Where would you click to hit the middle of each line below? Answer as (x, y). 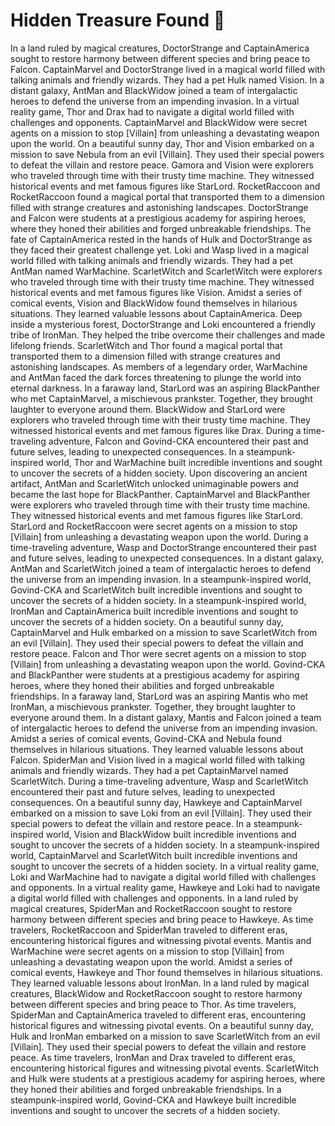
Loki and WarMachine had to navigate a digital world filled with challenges (163, 876)
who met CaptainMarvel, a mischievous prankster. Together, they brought (161, 398)
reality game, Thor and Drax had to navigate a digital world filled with (152, 111)
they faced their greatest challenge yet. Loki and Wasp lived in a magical (160, 250)
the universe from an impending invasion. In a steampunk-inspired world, (161, 579)
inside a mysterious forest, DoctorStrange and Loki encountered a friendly (163, 324)
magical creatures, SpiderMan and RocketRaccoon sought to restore (151, 908)
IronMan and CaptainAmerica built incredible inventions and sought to (154, 611)
